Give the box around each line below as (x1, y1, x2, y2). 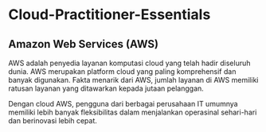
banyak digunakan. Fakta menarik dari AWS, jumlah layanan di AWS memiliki (8, 76, 259, 84)
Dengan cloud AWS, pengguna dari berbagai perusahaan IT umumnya (8, 99, 238, 108)
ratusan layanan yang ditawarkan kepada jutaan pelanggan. (8, 83, 205, 93)
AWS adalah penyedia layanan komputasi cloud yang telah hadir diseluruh (8, 58, 251, 68)
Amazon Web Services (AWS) (8, 37, 159, 51)
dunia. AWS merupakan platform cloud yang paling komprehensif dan (8, 67, 237, 76)
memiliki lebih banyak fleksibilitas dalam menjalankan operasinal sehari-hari (8, 107, 257, 117)
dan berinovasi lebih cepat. (8, 116, 98, 125)
